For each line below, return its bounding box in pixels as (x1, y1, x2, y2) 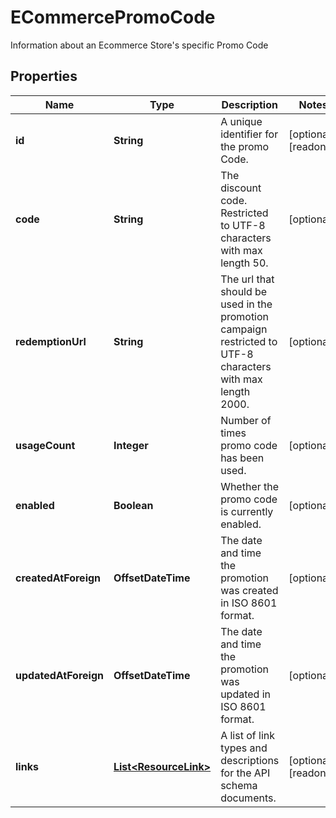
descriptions (220, 753, 280, 767)
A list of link (220, 728, 275, 742)
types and (220, 741, 268, 755)
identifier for (220, 127, 279, 141)
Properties (10, 68, 78, 85)
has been (220, 451, 265, 465)
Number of (220, 413, 272, 427)
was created (220, 583, 279, 597)
